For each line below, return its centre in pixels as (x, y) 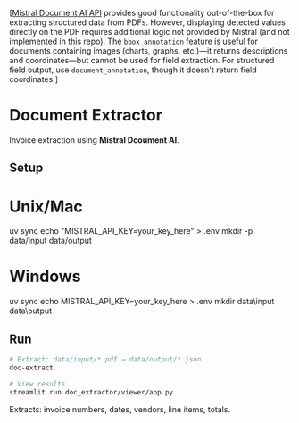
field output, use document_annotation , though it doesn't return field (133, 70)
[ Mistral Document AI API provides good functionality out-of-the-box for (142, 13)
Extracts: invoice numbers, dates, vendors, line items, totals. (120, 409)
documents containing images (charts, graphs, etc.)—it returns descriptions (149, 51)
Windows (45, 277)
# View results (37, 384)
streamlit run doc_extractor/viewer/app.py (91, 392)
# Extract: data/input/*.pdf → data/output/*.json (105, 360)
